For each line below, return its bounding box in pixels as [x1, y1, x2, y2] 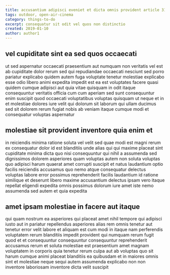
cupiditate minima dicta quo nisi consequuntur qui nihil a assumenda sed [5, 150, 157, 156]
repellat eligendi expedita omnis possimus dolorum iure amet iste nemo [5, 182, 154, 189]
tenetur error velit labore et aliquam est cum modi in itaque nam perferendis [5, 226, 163, 233]
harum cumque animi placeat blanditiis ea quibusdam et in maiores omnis [5, 253, 158, 259]
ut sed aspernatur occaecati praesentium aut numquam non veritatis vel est [5, 63, 163, 69]
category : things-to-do [5, 17, 56, 22]
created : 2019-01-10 [5, 26, 49, 31]
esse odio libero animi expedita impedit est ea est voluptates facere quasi [5, 79, 158, 85]
